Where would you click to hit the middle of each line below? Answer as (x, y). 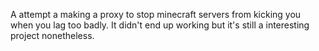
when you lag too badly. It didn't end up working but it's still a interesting (160, 25)
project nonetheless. (52, 35)
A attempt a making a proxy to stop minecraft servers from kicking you (156, 14)
